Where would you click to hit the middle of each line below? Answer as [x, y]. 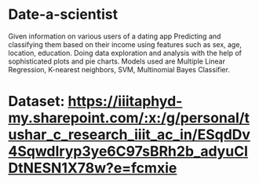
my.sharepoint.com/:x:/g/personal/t [129, 118]
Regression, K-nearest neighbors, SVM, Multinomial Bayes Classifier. [119, 69]
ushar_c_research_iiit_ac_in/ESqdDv [129, 135]
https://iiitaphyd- [125, 102]
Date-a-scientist [63, 15]
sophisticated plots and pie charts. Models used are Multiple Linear [117, 61]
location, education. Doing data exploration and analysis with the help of [125, 53]
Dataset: [36, 102]
